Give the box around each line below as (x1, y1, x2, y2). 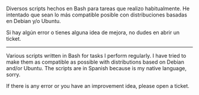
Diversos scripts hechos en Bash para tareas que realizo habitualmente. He (6, 5, 190, 12)
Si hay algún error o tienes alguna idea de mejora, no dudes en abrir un (6, 29, 180, 36)
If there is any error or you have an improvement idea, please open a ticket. (6, 83, 190, 89)
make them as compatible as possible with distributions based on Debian (6, 58, 185, 65)
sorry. (6, 71, 21, 78)
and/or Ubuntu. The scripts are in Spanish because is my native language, (6, 65, 187, 71)
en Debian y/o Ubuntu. (6, 18, 61, 24)
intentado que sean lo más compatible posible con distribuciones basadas (6, 11, 188, 18)
